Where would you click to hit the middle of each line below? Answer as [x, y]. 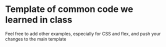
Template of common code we [69, 9]
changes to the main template [36, 39]
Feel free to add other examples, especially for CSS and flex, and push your [83, 33]
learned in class [39, 20]
